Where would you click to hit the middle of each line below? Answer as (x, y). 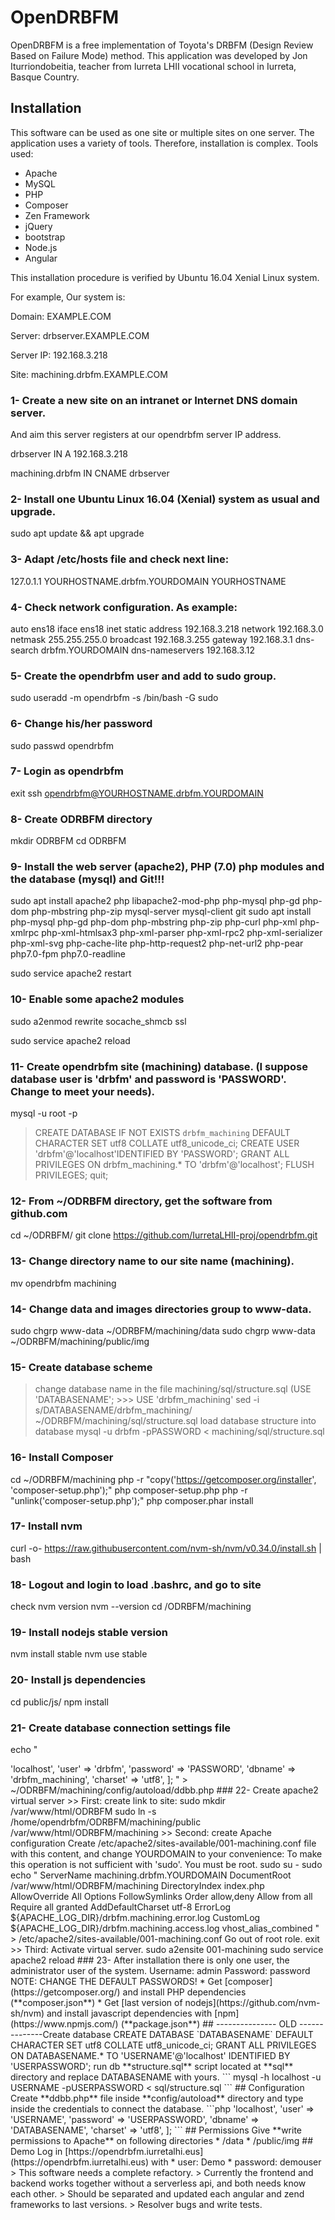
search (24, 650)
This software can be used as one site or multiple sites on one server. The (162, 132)
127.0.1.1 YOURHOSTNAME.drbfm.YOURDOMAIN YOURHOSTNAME (148, 581)
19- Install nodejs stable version (89, 1633)
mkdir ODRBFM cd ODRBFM (68, 841)
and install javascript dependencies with (129, 2013)
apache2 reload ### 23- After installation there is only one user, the (150, 1960)
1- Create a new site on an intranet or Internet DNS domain (154, 400)
